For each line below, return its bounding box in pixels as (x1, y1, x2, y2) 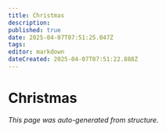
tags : (8, 41, 26, 49)
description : (8, 19, 51, 27)
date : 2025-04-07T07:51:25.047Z (8, 33, 114, 42)
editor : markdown (8, 48, 65, 56)
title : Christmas (8, 11, 65, 20)
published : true (8, 26, 61, 34)
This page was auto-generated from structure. (8, 115, 159, 124)
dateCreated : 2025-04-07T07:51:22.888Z (8, 56, 139, 64)
